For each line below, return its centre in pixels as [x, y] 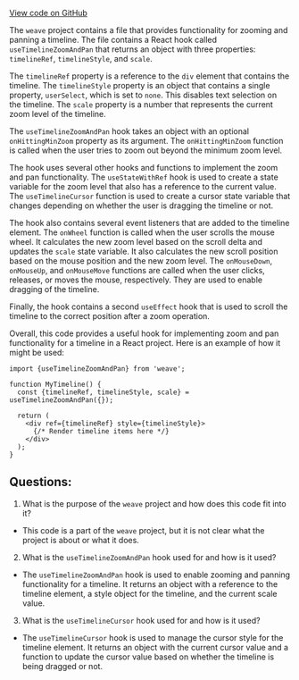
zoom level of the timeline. [58, 114]
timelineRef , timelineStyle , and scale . [81, 59]
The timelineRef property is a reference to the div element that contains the [149, 76]
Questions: [41, 482]
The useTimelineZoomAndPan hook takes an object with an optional [129, 131]
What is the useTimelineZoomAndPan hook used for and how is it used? [149, 557]
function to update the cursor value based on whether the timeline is [148, 657]
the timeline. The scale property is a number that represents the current [141, 105]
